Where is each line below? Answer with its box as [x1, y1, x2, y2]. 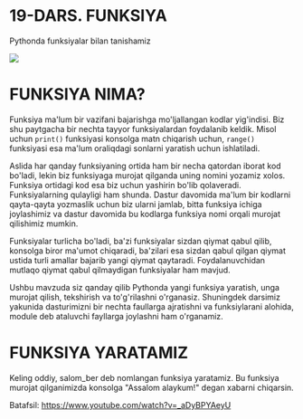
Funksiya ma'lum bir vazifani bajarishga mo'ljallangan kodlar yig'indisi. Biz [9, 114, 285, 125]
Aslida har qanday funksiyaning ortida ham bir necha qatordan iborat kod [9, 160, 282, 171]
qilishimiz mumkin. [9, 218, 79, 229]
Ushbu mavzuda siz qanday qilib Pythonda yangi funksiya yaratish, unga [9, 281, 280, 292]
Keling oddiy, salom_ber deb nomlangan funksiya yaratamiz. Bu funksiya [9, 372, 279, 383]
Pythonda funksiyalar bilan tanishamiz [9, 35, 151, 46]
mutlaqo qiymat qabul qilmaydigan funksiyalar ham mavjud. [9, 264, 231, 275]
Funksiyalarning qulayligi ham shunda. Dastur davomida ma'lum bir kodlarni [9, 189, 291, 200]
